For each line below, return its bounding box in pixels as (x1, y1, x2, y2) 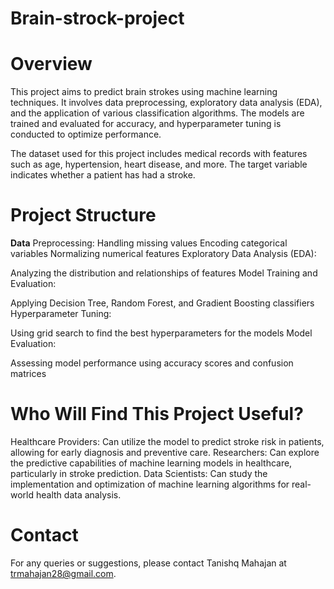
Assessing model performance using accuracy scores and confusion (10, 357, 294, 369)
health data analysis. (35, 489, 122, 501)
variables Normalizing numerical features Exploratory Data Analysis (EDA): (10, 248, 317, 260)
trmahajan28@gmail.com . (10, 567, 117, 579)
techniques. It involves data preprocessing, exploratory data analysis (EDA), (10, 97, 323, 109)
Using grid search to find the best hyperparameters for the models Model (10, 327, 313, 339)
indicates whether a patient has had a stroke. (10, 169, 196, 181)
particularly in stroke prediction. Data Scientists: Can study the (10, 468, 268, 479)
